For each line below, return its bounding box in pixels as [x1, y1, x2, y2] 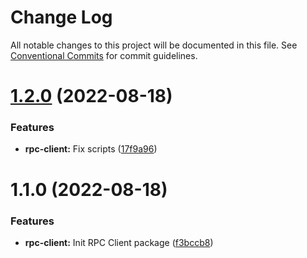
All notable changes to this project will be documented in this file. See [10, 39, 298, 51]
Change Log [10, 6, 113, 29]
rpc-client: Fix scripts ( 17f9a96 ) [24, 143, 158, 155]
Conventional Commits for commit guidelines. [10, 49, 198, 61]
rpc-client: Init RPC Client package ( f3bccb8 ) [24, 236, 214, 248]
